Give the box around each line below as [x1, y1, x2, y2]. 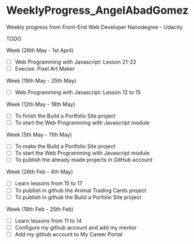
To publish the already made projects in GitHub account [14, 156, 153, 164]
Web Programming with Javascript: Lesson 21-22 [14, 58, 137, 65]
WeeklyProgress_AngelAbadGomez [6, 4, 189, 17]
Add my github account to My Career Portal [14, 230, 123, 237]
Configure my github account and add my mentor [14, 224, 137, 231]
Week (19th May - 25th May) [6, 77, 77, 85]
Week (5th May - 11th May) [6, 131, 72, 138]
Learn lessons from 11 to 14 [14, 217, 82, 224]
